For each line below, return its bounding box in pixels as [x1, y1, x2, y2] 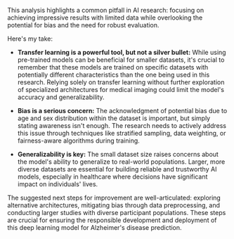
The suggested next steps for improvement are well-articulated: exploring [7, 193, 221, 202]
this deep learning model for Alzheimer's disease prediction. [7, 224, 182, 231]
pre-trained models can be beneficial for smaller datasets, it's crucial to [17, 56, 225, 64]
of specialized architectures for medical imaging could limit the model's [17, 86, 225, 93]
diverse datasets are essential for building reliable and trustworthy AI [17, 165, 217, 173]
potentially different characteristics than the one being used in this [17, 70, 210, 79]
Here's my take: [7, 34, 53, 43]
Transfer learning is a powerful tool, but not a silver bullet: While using [17, 49, 226, 56]
